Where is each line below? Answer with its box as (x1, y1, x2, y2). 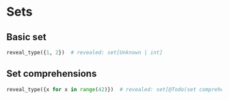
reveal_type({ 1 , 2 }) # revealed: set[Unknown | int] (6, 49, 163, 56)
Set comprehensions (6, 68, 97, 80)
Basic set (6, 31, 46, 43)
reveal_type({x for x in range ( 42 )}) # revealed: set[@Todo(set (6, 86, 196, 93)
